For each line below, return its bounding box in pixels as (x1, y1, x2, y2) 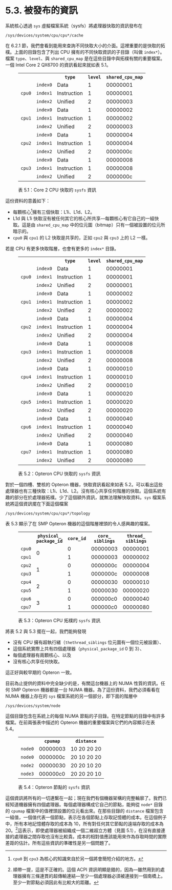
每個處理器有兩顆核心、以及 (12, 652, 72, 658)
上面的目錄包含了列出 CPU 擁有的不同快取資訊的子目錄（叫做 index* (14, 49, 158, 55)
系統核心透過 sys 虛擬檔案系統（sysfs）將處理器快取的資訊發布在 (5, 23, 143, 29)
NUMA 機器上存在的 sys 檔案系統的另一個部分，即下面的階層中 (5, 693, 138, 699)
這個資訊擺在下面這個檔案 (14, 501, 68, 507)
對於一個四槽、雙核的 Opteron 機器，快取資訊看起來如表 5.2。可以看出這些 (5, 481, 163, 487)
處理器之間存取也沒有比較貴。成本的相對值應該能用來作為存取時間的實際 (14, 834, 167, 840)
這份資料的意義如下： (5, 197, 50, 204)
